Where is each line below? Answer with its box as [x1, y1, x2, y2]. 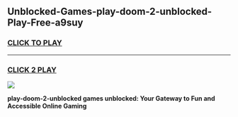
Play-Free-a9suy [7, 17, 84, 29]
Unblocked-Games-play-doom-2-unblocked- [7, 6, 212, 18]
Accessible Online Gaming [7, 101, 87, 110]
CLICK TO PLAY [7, 38, 62, 48]
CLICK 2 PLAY [7, 65, 57, 74]
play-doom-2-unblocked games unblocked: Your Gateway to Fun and [7, 94, 215, 102]
